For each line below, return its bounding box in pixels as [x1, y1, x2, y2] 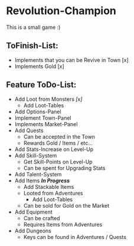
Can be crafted [23, 214, 60, 222]
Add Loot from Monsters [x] [14, 96, 83, 103]
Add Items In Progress [14, 177, 70, 184]
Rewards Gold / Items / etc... [23, 139, 93, 146]
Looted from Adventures [23, 189, 84, 196]
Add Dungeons [14, 227, 51, 234]
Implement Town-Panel [14, 114, 72, 122]
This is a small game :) [6, 24, 61, 31]
